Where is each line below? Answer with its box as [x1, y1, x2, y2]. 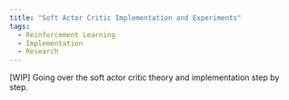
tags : [9, 22, 30, 31]
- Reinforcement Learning [17, 30, 116, 39]
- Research [17, 47, 59, 56]
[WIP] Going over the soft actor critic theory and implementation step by [9, 72, 280, 83]
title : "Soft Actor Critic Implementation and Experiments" [9, 13, 243, 23]
